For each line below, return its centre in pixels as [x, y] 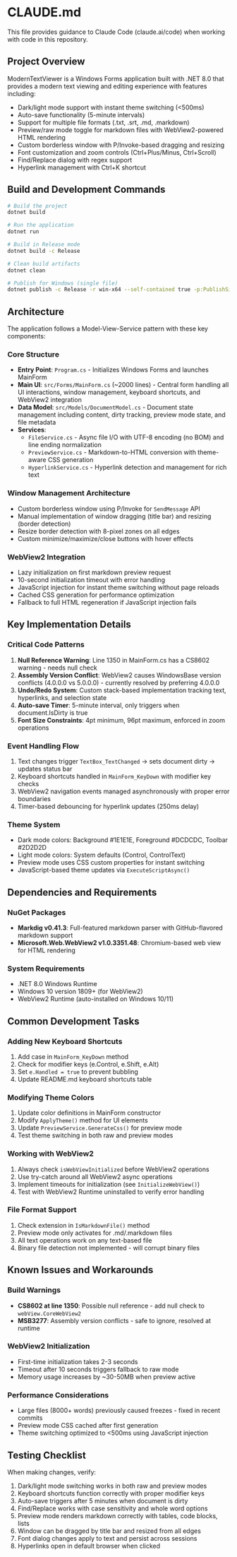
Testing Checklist [47, 1455]
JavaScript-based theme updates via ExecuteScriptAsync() [104, 870]
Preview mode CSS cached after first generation [88, 1426]
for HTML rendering [46, 950]
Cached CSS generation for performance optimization [96, 595]
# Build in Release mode [44, 244]
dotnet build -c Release [44, 251]
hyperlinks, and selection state [62, 697]
